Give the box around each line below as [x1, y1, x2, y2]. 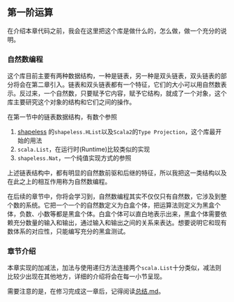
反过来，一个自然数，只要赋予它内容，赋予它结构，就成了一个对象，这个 [19, 89, 227, 98]
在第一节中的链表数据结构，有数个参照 [7, 113, 117, 121]
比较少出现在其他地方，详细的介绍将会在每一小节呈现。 [7, 272, 166, 281]
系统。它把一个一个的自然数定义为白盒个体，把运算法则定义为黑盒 [25, 201, 214, 210]
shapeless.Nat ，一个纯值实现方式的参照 [17, 154, 132, 162]
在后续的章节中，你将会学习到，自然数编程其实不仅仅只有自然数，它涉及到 [7, 192, 221, 201]
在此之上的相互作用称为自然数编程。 [7, 178, 111, 186]
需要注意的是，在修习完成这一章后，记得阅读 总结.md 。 [7, 287, 165, 296]
